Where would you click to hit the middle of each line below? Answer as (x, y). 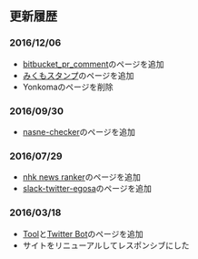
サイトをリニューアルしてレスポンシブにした (106, 245)
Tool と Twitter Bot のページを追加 (83, 233)
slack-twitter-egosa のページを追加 (87, 189)
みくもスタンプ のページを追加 (78, 75)
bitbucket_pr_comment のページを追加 (94, 64)
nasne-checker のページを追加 (79, 131)
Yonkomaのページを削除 (68, 87)
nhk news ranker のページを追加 (81, 177)
